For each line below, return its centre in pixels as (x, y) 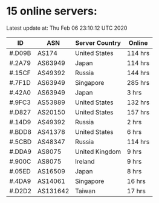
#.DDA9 (21, 151)
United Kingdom (98, 151)
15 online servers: (52, 11)
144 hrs (138, 73)
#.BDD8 (21, 131)
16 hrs (136, 181)
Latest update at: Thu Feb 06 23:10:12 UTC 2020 (67, 28)
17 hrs (136, 191)
